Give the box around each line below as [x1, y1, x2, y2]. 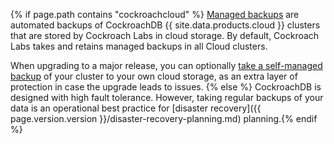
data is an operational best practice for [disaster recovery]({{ [10, 102, 262, 114]
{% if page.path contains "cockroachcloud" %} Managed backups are [10, 9, 300, 20]
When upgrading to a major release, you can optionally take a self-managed [10, 60, 323, 71]
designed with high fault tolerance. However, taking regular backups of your [10, 92, 324, 103]
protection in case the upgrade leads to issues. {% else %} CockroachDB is [10, 81, 322, 93]
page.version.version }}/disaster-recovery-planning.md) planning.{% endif [10, 113, 318, 124]
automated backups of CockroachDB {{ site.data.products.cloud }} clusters [10, 19, 321, 31]
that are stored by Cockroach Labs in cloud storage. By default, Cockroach [10, 30, 320, 41]
